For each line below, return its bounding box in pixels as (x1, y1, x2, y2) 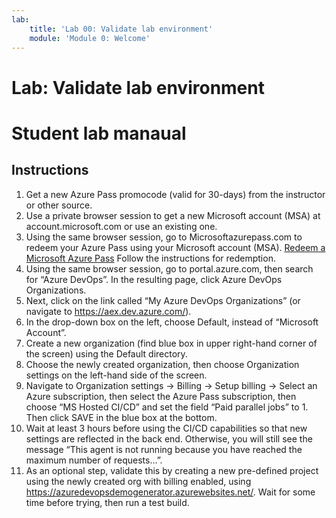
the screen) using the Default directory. (25, 347, 188, 360)
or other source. (25, 199, 93, 211)
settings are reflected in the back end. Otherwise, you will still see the (25, 432, 313, 445)
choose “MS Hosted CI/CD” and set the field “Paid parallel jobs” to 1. (25, 401, 309, 413)
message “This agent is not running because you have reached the (25, 443, 303, 455)
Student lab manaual (11, 122, 187, 145)
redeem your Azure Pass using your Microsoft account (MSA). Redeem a (25, 241, 326, 253)
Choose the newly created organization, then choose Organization (25, 358, 300, 370)
